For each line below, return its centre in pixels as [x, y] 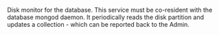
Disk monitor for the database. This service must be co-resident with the [110, 10]
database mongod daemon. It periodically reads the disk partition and [106, 17]
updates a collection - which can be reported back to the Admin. [99, 24]
